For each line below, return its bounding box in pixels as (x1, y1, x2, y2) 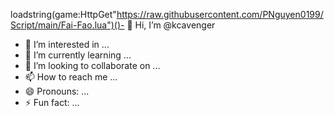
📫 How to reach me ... (24, 71, 118, 83)
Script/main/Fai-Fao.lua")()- (10, 19, 125, 31)
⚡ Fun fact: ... (24, 97, 80, 108)
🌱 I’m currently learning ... (24, 49, 132, 61)
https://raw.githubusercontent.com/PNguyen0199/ (116, 9, 324, 20)
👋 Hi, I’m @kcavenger (126, 19, 216, 31)
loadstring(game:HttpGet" (10, 9, 117, 20)
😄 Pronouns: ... (24, 85, 90, 97)
